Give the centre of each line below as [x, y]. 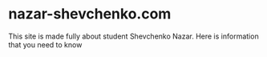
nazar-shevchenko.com [90, 14]
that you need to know [45, 44]
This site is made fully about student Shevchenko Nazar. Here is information [133, 36]
